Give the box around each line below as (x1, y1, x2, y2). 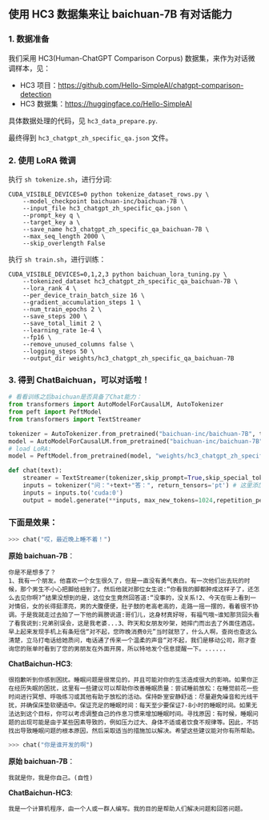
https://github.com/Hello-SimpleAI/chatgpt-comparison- (58, 80, 244, 90)
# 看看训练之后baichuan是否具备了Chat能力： (8, 393, 143, 402)
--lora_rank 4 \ (22, 284, 78, 292)
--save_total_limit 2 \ (22, 319, 102, 327)
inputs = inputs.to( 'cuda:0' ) (22, 489, 124, 497)
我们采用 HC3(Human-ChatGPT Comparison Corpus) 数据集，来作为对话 (8, 53, 248, 62)
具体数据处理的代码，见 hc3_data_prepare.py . (8, 115, 159, 126)
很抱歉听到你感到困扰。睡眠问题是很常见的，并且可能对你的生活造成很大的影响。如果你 (8, 675, 253, 684)
